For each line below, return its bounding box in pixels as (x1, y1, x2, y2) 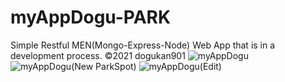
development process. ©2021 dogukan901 (10, 49, 186, 61)
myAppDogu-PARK (10, 6, 172, 29)
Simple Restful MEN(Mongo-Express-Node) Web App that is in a (10, 39, 276, 51)
